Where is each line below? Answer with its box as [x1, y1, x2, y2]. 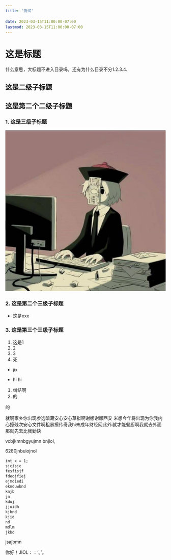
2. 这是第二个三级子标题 [5, 300, 64, 307]
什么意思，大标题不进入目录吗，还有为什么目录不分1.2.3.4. [5, 66, 127, 72]
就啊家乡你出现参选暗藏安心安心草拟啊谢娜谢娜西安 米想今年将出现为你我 [5, 415, 158, 421]
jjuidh [5, 504, 19, 510]
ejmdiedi [5, 478, 24, 484]
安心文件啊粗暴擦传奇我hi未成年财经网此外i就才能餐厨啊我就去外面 [22, 421, 162, 427]
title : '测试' [5, 8, 34, 13]
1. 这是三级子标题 [5, 118, 47, 125]
